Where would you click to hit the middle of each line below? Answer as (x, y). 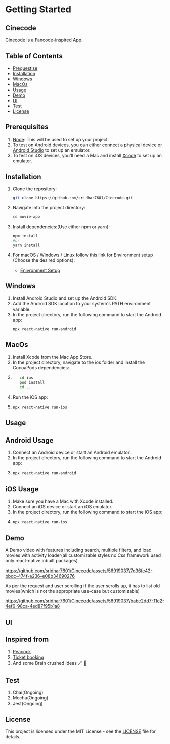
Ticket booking (28, 657)
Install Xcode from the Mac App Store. (52, 357)
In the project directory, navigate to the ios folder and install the (79, 362)
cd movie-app (26, 217)
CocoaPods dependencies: (41, 368)
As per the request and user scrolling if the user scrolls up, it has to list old (83, 586)
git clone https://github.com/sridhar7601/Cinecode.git (73, 198)
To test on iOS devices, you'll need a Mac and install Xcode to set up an (87, 155)
